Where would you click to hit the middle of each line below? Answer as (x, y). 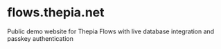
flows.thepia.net (56, 13)
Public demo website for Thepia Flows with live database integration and (111, 31)
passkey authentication (41, 38)
